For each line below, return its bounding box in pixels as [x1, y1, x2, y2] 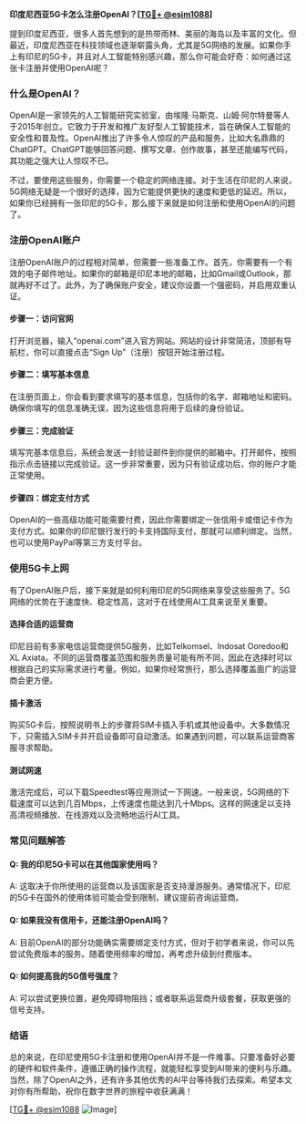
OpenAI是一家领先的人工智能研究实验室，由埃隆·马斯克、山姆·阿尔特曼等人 [9, 109, 290, 121]
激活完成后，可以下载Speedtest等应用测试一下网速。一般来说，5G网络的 [9, 787, 282, 798]
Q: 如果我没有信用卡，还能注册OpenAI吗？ [9, 915, 169, 926]
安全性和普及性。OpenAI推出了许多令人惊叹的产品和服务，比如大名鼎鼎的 [9, 132, 285, 144]
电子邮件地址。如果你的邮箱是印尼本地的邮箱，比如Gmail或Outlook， [25, 268, 284, 279]
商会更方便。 [9, 675, 57, 686]
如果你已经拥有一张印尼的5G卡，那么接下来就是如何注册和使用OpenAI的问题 [9, 198, 296, 209]
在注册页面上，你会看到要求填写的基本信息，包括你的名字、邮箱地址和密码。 [9, 391, 297, 402]
